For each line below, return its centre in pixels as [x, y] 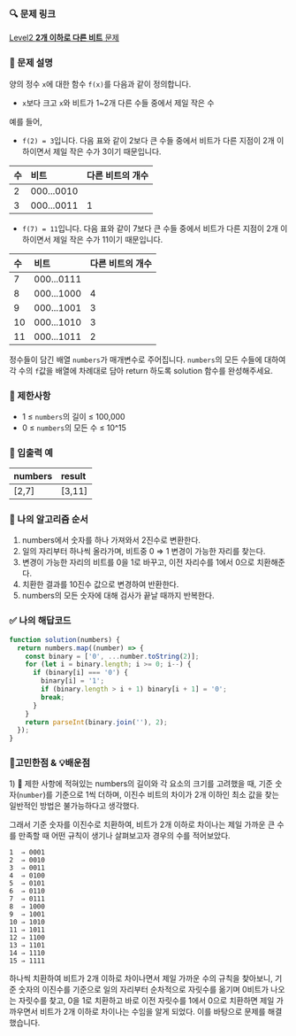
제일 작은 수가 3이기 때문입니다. [107, 151]
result [73, 476]
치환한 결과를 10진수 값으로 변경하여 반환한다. [100, 584]
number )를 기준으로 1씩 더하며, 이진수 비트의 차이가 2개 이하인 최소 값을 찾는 [149, 795]
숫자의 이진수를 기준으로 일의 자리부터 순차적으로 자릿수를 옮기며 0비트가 [144, 990]
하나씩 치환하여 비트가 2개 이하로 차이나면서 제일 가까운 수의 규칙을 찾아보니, [141, 978]
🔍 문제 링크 [32, 13]
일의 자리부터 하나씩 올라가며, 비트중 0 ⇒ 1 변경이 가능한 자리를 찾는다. [144, 552]
